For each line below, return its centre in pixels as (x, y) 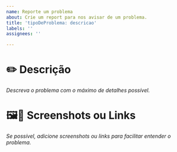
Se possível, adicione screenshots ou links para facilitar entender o (88, 136)
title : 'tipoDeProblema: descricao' (51, 23)
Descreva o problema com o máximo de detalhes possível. (78, 91)
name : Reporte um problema (39, 12)
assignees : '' (24, 34)
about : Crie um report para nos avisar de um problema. (77, 17)
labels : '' (20, 28)
